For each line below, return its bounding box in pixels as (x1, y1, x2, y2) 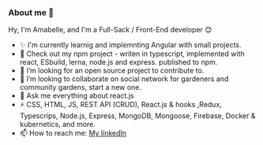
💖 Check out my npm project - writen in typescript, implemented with (19, 49, 245, 58)
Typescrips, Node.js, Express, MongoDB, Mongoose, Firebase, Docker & (19, 111, 256, 121)
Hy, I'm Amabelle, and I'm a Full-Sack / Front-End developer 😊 (8, 25, 212, 35)
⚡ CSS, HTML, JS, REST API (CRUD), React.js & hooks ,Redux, (19, 100, 223, 110)
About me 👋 (8, 7, 54, 18)
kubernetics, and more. (19, 120, 96, 129)
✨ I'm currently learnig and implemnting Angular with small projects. (19, 40, 242, 50)
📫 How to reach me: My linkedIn (19, 128, 127, 138)
